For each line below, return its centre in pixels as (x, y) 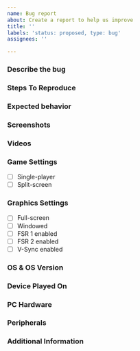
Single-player (36, 177)
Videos (19, 143)
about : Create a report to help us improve (70, 20)
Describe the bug (37, 70)
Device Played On (37, 285)
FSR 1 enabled (37, 233)
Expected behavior (39, 106)
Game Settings (32, 161)
